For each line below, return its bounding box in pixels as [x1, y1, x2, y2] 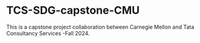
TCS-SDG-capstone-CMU [6, 4, 140, 17]
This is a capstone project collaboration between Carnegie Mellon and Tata [6, 23, 195, 30]
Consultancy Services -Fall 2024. [6, 29, 90, 36]
